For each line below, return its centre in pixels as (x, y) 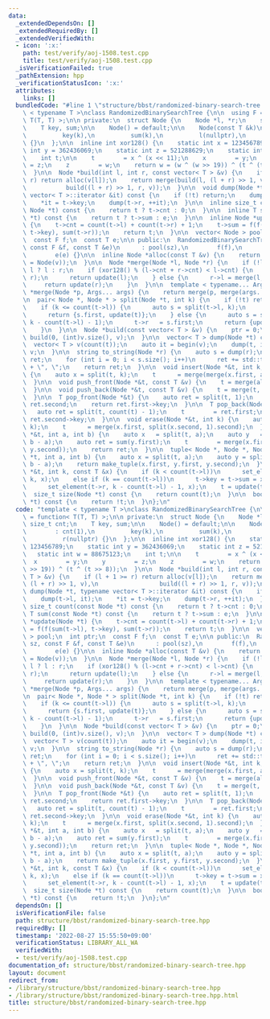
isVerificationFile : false (61, 913)
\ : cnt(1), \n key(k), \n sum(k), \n (127, 532)
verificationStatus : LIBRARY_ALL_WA (77, 943)
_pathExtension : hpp (50, 76)
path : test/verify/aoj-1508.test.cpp (86, 53)
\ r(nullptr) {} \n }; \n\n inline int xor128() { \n (129, 540)
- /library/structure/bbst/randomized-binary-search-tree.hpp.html (124, 995)
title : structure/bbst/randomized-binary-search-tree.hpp (107, 1003)
